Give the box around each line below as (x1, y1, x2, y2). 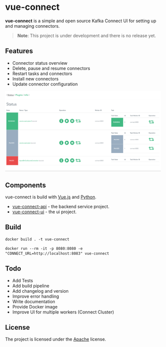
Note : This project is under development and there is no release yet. (17, 33, 157, 39)
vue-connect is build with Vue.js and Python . (5, 194, 96, 200)
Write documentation (12, 298, 55, 305)
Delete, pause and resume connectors (12, 65, 90, 71)
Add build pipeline (12, 283, 49, 289)
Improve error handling (12, 293, 59, 299)
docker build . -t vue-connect (5, 236, 70, 242)
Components (5, 181, 46, 189)
